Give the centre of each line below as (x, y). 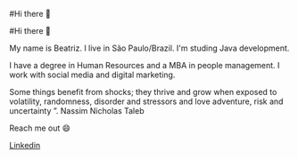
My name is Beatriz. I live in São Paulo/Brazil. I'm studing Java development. (149, 48)
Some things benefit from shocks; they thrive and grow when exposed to (143, 92)
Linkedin (25, 145)
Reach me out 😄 (40, 128)
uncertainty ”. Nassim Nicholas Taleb (77, 111)
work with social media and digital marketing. (92, 75)
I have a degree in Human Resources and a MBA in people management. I (145, 65)
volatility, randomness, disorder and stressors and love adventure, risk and (146, 101)
